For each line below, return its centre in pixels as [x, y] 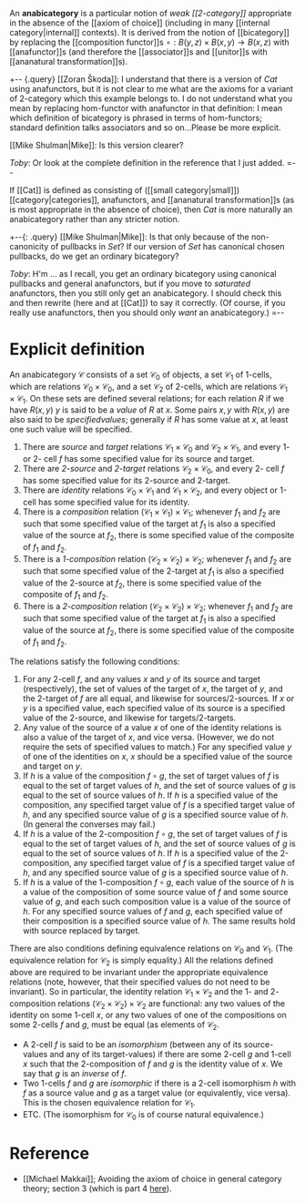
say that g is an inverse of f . [75, 1074]
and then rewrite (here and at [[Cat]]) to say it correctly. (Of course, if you [147, 303]
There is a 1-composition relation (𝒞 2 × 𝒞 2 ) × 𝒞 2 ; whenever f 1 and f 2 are [157, 560]
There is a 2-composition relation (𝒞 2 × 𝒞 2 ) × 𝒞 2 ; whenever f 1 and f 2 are [158, 607]
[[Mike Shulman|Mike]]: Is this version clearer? [97, 145]
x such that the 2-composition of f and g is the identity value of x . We [152, 1064]
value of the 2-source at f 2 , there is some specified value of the [142, 584]
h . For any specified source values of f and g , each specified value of [152, 912]
